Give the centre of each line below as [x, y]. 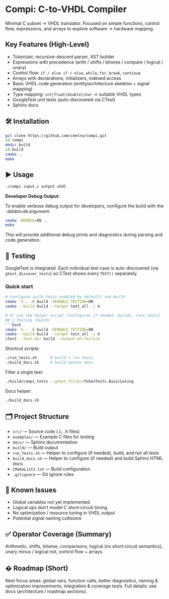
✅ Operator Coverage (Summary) [58, 534]
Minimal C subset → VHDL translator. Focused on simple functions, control [82, 23]
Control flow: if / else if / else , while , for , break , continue [76, 73]
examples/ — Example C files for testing [53, 437]
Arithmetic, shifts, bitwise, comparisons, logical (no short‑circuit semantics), [84, 547]
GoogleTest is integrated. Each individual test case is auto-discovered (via [82, 268]
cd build [14, 150]
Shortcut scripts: [23, 349]
